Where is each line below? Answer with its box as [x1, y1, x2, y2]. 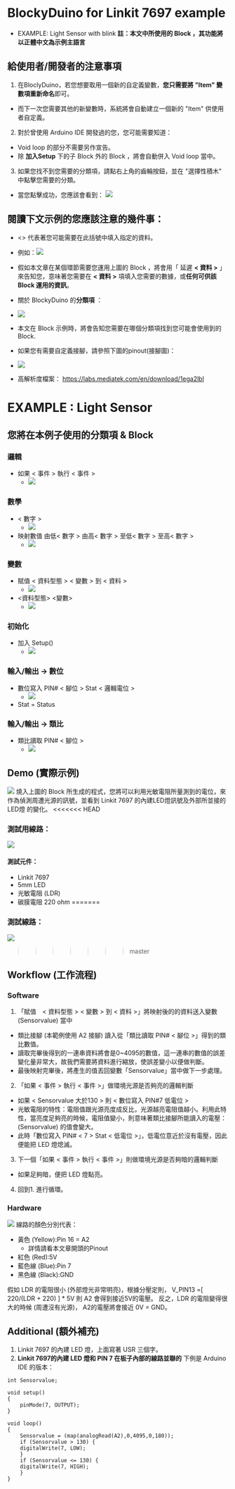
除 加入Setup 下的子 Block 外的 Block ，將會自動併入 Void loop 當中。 [17, 151, 220, 160]
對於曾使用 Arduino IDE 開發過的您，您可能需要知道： [17, 128, 173, 137]
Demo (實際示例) [7, 767, 80, 779]
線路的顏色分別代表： [15, 1220, 78, 1229]
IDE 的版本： [17, 1363, 55, 1371]
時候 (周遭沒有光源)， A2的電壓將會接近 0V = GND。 [19, 1302, 171, 1311]
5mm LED [17, 881, 46, 889]
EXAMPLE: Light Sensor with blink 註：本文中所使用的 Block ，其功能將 [17, 29, 223, 37]
